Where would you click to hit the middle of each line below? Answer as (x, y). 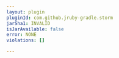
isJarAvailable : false (35, 29)
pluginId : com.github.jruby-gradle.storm (60, 18)
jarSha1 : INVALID (28, 23)
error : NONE (21, 35)
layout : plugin (26, 12)
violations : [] (26, 40)
